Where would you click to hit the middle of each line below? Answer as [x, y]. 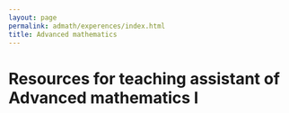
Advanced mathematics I [104, 97]
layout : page [33, 17]
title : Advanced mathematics [63, 34]
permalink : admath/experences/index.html [87, 26]
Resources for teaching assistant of [144, 78]
